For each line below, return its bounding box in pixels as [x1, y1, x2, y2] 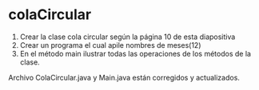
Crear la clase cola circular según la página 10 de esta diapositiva [19, 32, 236, 41]
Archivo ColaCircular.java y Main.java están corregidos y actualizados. [8, 72, 240, 82]
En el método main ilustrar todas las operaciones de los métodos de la [19, 49, 252, 58]
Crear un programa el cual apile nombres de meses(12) [19, 40, 201, 49]
